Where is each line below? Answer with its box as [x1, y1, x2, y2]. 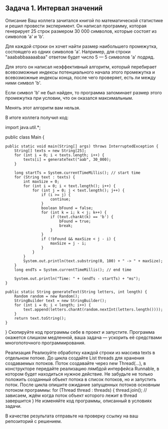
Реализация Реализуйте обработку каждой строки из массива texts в [5, 349, 155, 355]
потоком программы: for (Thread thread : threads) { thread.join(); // [5, 387, 147, 393]
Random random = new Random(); [14, 293, 80, 299]
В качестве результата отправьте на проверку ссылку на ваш [5, 413, 138, 419]
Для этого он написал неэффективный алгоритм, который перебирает [5, 64, 157, 70]
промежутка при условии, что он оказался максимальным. [5, 95, 133, 101]
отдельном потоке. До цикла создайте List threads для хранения [5, 355, 144, 361]
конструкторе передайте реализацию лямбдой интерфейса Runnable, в [5, 365, 159, 372]
